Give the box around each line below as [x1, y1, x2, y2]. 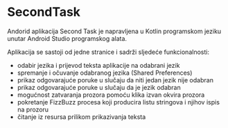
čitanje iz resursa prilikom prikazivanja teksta [17, 112, 146, 121]
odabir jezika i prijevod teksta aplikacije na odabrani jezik [17, 61, 180, 69]
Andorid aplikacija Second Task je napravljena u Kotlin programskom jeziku [7, 27, 222, 35]
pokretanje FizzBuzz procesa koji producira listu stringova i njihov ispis [17, 98, 220, 106]
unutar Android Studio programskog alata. [7, 34, 127, 42]
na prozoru [17, 105, 49, 113]
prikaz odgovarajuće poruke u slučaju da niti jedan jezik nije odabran [17, 75, 213, 84]
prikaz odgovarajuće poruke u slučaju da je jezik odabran [17, 83, 182, 91]
